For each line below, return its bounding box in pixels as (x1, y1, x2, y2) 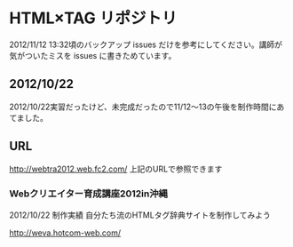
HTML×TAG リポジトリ (9, 8, 178, 28)
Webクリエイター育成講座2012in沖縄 (9, 187, 169, 200)
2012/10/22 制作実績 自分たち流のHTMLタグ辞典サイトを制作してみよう (9, 210, 271, 220)
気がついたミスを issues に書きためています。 (9, 50, 177, 60)
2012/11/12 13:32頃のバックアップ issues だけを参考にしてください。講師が (9, 39, 282, 50)
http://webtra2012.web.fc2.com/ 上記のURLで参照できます (9, 163, 223, 174)
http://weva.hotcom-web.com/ (9, 227, 122, 238)
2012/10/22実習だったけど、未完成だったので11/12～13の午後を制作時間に (9, 101, 277, 112)
